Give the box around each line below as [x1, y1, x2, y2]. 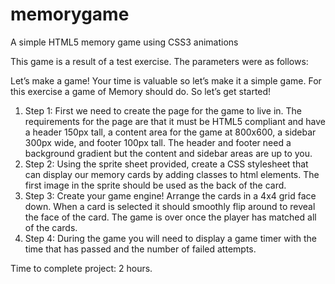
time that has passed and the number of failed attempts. [24, 243, 257, 255]
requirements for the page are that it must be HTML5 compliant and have [24, 115, 327, 127]
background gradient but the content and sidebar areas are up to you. [24, 147, 313, 159]
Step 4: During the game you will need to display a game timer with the [24, 232, 317, 244]
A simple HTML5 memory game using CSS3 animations [10, 36, 239, 48]
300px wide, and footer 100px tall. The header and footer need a [24, 136, 292, 148]
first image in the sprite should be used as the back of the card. [24, 179, 287, 191]
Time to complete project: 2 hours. [10, 262, 153, 274]
